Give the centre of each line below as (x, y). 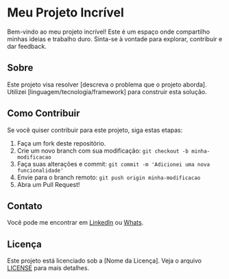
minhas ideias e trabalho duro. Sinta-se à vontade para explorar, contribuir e (115, 38)
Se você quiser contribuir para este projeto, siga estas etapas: (95, 130)
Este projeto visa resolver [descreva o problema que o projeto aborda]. (107, 85)
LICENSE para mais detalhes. (48, 268)
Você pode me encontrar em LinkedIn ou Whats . (75, 223)
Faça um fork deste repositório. (61, 143)
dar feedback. (27, 46)
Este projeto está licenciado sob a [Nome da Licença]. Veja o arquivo (105, 261)
